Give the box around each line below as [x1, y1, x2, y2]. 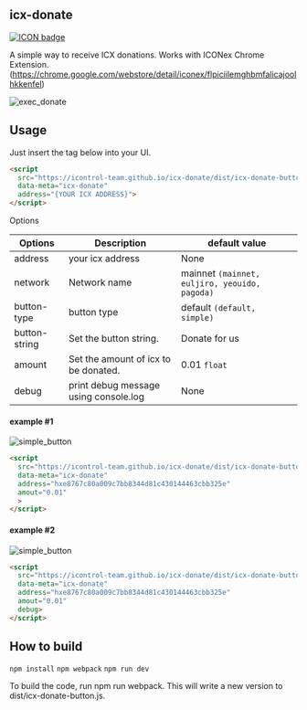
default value [207, 237, 267, 249]
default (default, [181, 302, 256, 313]
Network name [68, 276, 132, 289]
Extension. [9, 58, 49, 69]
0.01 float [181, 358, 228, 371]
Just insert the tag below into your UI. [9, 146, 152, 158]
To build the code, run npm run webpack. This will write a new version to [9, 681, 283, 692]
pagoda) [181, 288, 215, 298]
